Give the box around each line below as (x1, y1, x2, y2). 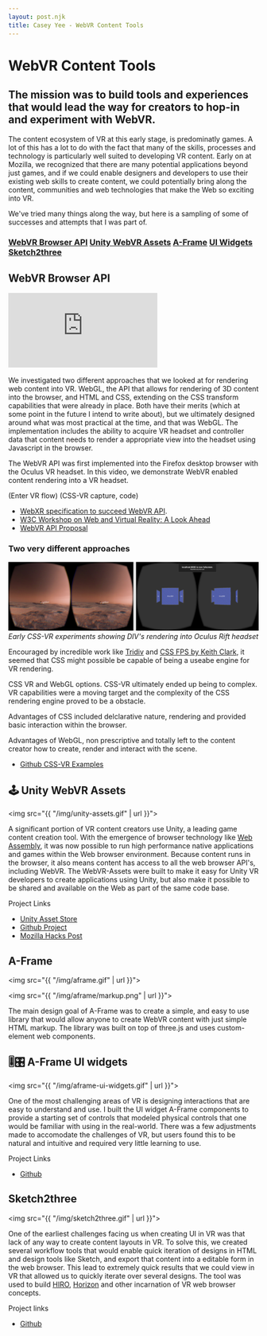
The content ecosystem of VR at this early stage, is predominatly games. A (8, 134, 253, 143)
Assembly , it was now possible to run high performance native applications (8, 841, 254, 851)
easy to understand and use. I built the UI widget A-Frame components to (8, 1104, 249, 1114)
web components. (36, 1031, 95, 1041)
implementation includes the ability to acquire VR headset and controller (8, 427, 245, 436)
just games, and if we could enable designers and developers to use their (8, 168, 249, 177)
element (8, 1031, 35, 1041)
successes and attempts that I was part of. (8, 217, 148, 227)
